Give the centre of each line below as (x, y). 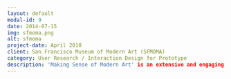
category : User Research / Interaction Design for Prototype (97, 58)
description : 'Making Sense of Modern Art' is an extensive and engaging (116, 65)
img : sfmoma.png (30, 33)
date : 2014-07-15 (32, 26)
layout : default (30, 13)
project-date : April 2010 (44, 45)
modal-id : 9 (24, 20)
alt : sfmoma (24, 39)
